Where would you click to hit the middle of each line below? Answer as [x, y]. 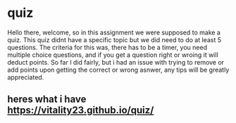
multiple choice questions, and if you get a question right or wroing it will [113, 55]
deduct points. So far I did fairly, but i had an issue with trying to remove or [116, 62]
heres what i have [47, 99]
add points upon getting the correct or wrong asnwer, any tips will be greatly [118, 70]
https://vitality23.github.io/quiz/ [81, 110]
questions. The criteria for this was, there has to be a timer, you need [107, 47]
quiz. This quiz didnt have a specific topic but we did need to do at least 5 [114, 39]
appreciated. [26, 77]
